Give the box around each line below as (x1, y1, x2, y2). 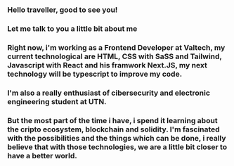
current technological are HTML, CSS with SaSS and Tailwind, (7, 51, 223, 61)
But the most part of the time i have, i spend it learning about (7, 115, 218, 125)
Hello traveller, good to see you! (7, 5, 118, 15)
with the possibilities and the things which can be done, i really (7, 133, 226, 143)
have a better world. (7, 151, 77, 160)
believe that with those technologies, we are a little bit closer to (7, 142, 227, 152)
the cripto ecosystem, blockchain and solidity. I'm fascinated (7, 124, 220, 134)
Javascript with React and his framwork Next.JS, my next (7, 60, 207, 70)
